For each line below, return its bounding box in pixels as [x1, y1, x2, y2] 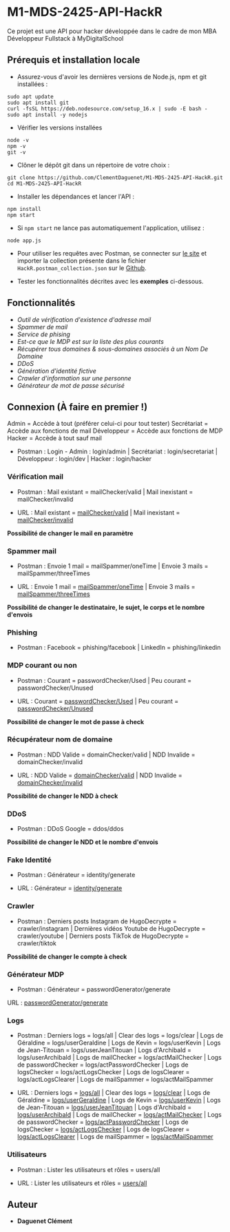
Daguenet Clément [17, 1217, 72, 1225]
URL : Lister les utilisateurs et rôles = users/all [17, 1179, 147, 1187]
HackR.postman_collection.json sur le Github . [17, 263, 147, 272]
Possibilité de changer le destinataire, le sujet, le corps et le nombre [7, 603, 205, 611]
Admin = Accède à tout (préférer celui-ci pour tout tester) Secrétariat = [7, 420, 209, 428]
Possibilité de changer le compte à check [7, 952, 127, 961]
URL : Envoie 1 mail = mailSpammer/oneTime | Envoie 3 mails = [17, 582, 196, 591]
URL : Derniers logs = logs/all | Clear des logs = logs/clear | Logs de [17, 1089, 211, 1097]
